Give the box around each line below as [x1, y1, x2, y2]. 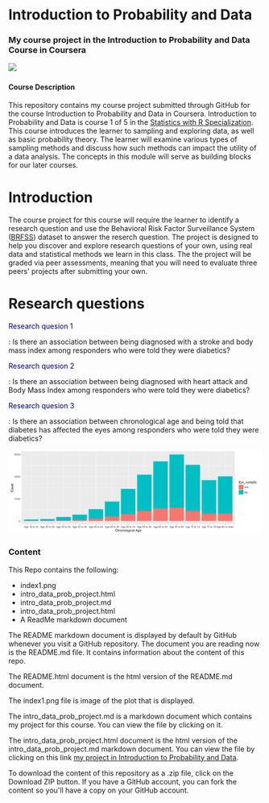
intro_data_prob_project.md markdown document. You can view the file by [8, 743, 255, 754]
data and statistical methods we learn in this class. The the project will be [8, 249, 252, 259]
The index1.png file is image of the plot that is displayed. [8, 695, 195, 706]
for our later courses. [8, 159, 79, 170]
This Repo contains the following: [8, 565, 119, 574]
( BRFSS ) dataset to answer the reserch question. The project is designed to [8, 232, 259, 242]
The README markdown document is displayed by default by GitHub [8, 630, 238, 640]
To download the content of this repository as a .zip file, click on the [8, 768, 234, 778]
